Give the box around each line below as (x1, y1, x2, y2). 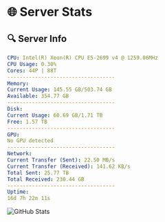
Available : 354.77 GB (7, 93, 69, 100)
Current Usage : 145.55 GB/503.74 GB (7, 87, 112, 93)
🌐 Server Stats (7, 4, 93, 20)
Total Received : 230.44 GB (7, 176, 85, 183)
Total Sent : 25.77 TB (7, 169, 69, 176)
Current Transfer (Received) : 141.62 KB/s (7, 163, 131, 170)
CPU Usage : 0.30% (7, 60, 57, 67)
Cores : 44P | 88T (7, 67, 57, 74)
